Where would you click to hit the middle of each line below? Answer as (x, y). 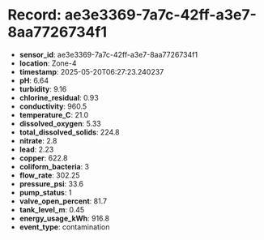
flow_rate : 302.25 (49, 175)
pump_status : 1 (45, 192)
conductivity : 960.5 (53, 106)
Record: (35, 15)
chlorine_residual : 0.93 (59, 97)
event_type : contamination (64, 227)
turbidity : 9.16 (43, 89)
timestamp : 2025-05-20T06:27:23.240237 (92, 71)
